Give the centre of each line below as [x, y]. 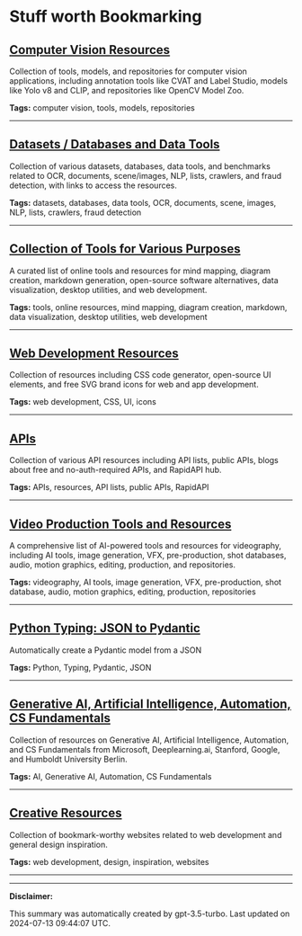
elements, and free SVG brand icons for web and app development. [134, 385]
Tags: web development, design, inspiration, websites [109, 861]
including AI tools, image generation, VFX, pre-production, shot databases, [148, 556]
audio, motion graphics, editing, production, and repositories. [123, 565]
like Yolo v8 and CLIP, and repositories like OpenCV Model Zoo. [127, 90]
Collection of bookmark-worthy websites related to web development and [146, 834]
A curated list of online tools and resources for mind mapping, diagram [140, 271]
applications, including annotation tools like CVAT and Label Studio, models [149, 81]
